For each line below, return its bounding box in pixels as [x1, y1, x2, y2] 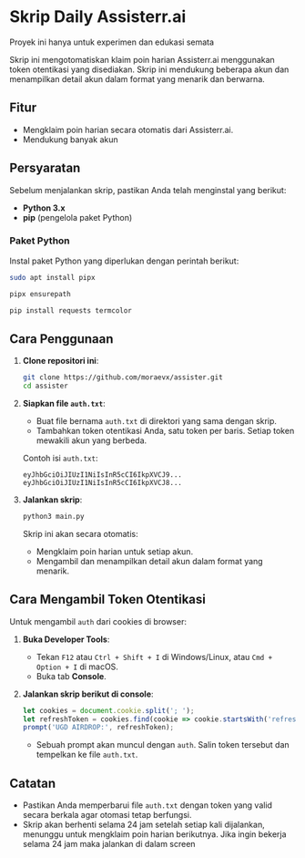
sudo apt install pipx [9, 273, 96, 282]
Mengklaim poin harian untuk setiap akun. [36, 545, 194, 557]
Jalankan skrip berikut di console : [22, 688, 154, 699]
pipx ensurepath [9, 289, 71, 298]
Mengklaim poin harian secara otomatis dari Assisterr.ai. [22, 124, 234, 135]
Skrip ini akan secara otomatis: [22, 528, 138, 539]
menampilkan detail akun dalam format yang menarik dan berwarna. [9, 73, 266, 84]
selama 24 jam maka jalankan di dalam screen [22, 839, 196, 850]
